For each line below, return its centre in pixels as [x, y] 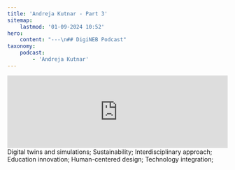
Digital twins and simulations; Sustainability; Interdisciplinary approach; [110, 152]
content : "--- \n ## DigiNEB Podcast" [73, 40]
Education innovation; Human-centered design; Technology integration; [111, 159]
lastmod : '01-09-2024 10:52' [62, 27]
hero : [15, 33]
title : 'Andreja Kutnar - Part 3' [58, 14]
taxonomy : [22, 46]
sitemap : [20, 20]
